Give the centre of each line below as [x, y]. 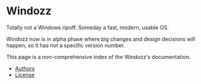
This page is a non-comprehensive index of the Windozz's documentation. [98, 57]
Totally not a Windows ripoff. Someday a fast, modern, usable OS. [88, 27]
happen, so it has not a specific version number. [66, 45]
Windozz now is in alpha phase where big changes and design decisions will [101, 39]
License [25, 74]
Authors [25, 68]
